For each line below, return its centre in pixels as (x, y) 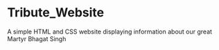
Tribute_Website (56, 13)
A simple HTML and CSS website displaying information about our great (110, 32)
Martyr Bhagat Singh (37, 38)
